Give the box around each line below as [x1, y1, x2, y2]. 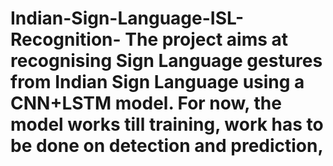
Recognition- [10, 28, 122, 51]
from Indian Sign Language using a [10, 71, 305, 94]
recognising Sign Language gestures [10, 50, 323, 72]
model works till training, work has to [10, 113, 324, 136]
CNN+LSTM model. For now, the [10, 92, 282, 115]
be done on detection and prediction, [10, 135, 324, 157]
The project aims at [124, 28, 289, 51]
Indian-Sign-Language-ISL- [10, 7, 245, 30]
